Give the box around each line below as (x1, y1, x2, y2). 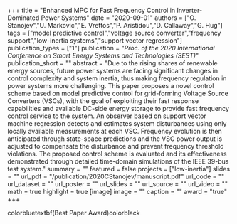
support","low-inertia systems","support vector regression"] (7, 36, 183, 45)
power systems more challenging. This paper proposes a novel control (7, 82, 214, 90)
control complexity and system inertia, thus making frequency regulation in (7, 74, 227, 82)
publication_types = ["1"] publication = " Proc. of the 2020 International (7, 44, 215, 52)
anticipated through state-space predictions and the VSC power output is (7, 134, 223, 143)
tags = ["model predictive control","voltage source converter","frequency (7, 28, 221, 37)
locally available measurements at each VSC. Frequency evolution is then (7, 127, 222, 135)
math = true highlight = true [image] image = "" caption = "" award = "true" (7, 188, 228, 196)
